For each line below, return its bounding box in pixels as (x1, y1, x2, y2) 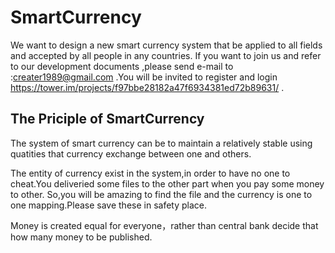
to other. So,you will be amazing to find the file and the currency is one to (10, 188, 313, 200)
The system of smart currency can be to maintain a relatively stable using (10, 137, 313, 149)
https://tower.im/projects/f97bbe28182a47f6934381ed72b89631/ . (10, 81, 285, 93)
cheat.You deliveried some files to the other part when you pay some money (10, 177, 325, 190)
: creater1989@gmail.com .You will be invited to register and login (10, 71, 278, 83)
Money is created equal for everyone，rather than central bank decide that (10, 219, 319, 231)
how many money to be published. (10, 231, 153, 243)
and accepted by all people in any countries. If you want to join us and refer (10, 49, 322, 61)
